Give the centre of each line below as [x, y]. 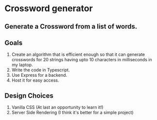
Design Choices [29, 95]
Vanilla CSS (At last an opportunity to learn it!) [57, 107]
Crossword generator [49, 9]
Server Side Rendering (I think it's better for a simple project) [73, 113]
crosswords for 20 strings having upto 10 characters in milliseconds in [82, 60]
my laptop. [22, 65]
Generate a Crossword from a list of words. [71, 26]
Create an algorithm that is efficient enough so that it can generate [78, 54]
